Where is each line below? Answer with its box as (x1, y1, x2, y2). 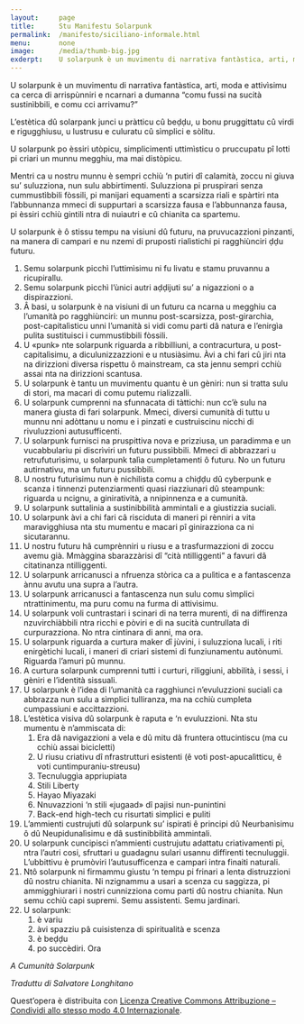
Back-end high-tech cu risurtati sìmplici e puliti (36, 809, 211, 819)
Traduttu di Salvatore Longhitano (10, 978, 134, 988)
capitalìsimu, (23, 349, 71, 360)
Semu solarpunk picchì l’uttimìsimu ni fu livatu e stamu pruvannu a (23, 263, 270, 273)
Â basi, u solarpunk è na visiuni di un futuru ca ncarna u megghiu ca (23, 301, 277, 312)
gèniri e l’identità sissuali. (23, 675, 118, 685)
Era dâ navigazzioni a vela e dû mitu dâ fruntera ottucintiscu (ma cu (36, 732, 288, 743)
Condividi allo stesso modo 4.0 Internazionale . (10, 1005, 183, 1015)
